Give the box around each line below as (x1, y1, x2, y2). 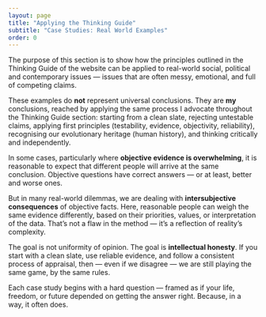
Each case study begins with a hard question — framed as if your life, (8, 283, 235, 292)
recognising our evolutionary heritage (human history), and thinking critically (8, 130, 258, 139)
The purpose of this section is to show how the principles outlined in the (8, 55, 244, 65)
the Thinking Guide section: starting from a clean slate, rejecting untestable (8, 112, 254, 123)
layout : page (8, 11, 51, 20)
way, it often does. (8, 300, 69, 309)
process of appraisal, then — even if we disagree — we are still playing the (8, 259, 252, 269)
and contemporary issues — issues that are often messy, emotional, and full (8, 72, 256, 81)
